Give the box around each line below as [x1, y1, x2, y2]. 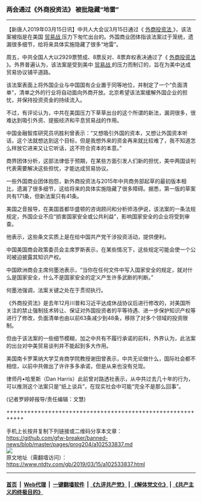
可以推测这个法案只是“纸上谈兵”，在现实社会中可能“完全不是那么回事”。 [6, 383, 185, 390]
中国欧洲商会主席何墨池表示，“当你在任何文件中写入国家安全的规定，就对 [6, 266, 188, 274]
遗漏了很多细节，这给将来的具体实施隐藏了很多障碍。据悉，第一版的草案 [16, 185, 196, 192]
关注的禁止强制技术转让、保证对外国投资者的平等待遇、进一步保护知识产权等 [6, 307, 196, 314]
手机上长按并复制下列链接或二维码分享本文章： [6, 428, 122, 435]
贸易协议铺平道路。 [6, 69, 54, 76]
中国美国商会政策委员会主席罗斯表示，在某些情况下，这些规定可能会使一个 [6, 246, 191, 253]
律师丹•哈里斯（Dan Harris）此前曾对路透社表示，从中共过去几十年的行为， [6, 375, 194, 383]
